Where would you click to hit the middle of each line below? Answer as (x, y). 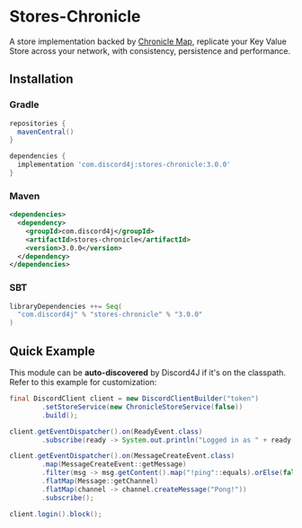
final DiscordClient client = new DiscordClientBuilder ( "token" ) (134, 399)
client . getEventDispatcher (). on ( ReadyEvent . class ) (106, 431)
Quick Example (53, 351)
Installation (41, 79)
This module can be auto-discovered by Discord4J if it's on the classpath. (147, 373)
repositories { (38, 123)
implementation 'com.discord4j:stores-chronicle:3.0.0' (124, 165)
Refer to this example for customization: (83, 383)
